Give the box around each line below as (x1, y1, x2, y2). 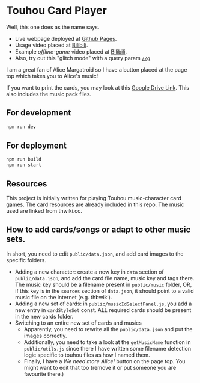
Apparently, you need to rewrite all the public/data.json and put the (23, 325, 193, 332)
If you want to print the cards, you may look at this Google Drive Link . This (6, 84, 189, 91)
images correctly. (23, 332, 67, 339)
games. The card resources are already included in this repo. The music (6, 201, 184, 208)
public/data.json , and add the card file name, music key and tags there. (14, 274, 195, 281)
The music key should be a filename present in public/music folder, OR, (14, 281, 192, 288)
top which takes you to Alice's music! (6, 72, 98, 79)
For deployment (6, 141, 67, 151)
